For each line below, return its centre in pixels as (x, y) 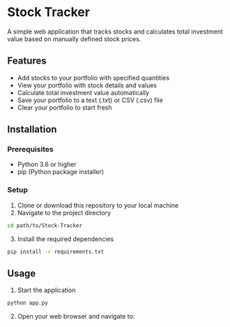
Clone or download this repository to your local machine (98, 205)
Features (27, 61)
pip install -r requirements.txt (56, 252)
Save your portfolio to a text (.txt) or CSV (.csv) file (90, 100)
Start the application (46, 290)
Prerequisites (30, 150)
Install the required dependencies (66, 239)
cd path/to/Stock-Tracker (45, 225)
